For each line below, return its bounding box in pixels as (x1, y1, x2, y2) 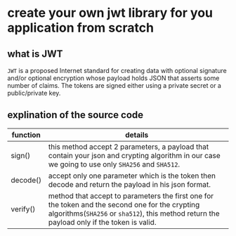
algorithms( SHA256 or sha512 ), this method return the (48, 209, 220, 218)
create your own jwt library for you (7, 5, 213, 21)
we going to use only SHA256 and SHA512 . (48, 159, 181, 169)
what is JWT (7, 48, 63, 60)
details (125, 130, 149, 140)
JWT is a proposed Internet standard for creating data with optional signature (7, 67, 227, 74)
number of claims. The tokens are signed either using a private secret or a (7, 81, 221, 89)
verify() (11, 204, 36, 214)
